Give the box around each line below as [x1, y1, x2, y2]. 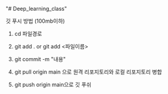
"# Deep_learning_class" [5, 5, 67, 12]
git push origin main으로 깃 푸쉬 [14, 81, 92, 88]
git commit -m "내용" [14, 56, 66, 62]
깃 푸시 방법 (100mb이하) [5, 17, 65, 25]
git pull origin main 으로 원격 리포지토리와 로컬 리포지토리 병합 [14, 68, 163, 75]
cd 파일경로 [14, 30, 42, 37]
